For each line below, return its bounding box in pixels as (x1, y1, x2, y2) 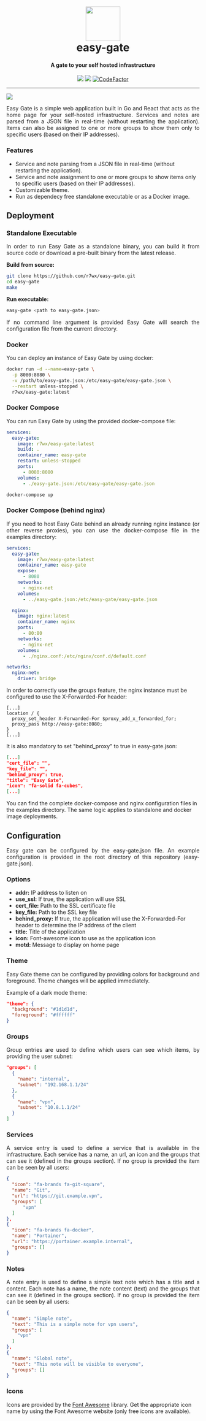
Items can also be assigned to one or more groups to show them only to (6, 124, 200, 132)
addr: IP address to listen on (15, 889, 87, 897)
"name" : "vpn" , (17, 1098, 56, 1105)
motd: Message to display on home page (15, 941, 120, 949)
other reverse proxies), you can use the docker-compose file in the (6, 526, 200, 534)
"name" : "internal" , (17, 1076, 70, 1082)
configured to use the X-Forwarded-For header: (6, 693, 128, 700)
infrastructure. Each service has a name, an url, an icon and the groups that (6, 1151, 200, 1159)
